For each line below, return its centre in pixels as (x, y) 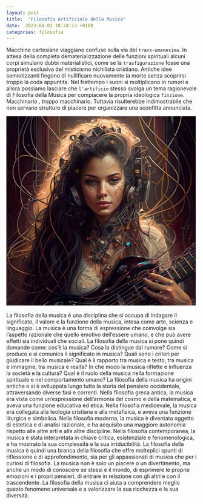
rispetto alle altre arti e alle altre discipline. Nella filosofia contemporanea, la (101, 431)
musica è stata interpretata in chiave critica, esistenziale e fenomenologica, (100, 438)
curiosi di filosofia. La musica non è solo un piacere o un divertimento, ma (98, 463)
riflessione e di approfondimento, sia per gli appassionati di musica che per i (101, 457)
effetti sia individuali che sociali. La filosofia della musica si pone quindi (95, 341)
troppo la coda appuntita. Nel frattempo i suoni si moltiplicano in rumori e (98, 82)
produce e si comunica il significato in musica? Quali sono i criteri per (93, 354)
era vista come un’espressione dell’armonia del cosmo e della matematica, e (101, 399)
